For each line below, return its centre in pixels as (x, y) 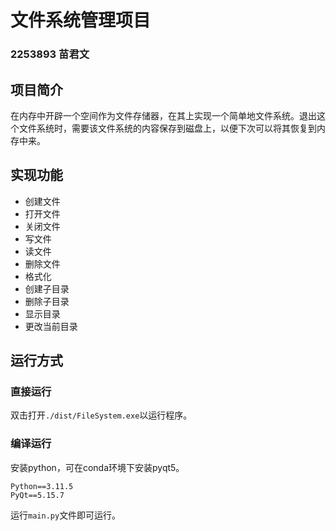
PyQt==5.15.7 (37, 495)
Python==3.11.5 (42, 486)
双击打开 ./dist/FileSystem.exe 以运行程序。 (101, 415)
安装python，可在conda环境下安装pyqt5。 (97, 467)
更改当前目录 (51, 326)
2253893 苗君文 (50, 54)
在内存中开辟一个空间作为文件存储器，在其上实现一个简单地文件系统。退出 (163, 115)
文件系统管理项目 (81, 20)
